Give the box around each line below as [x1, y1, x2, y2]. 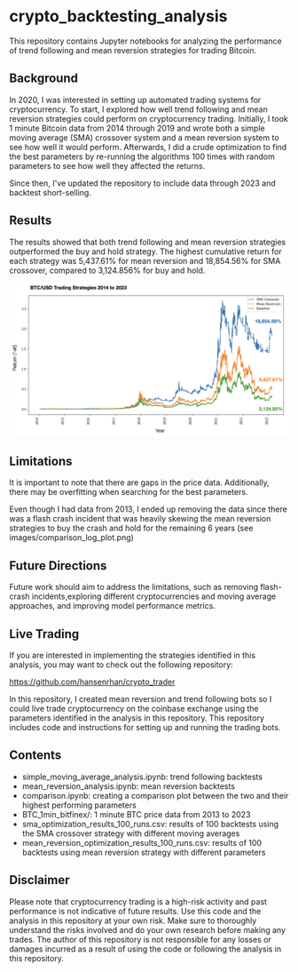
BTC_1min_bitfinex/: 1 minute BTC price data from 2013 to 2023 [21, 809, 251, 819]
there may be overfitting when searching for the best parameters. [9, 487, 248, 498]
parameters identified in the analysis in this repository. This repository [9, 713, 264, 723]
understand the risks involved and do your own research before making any [9, 924, 286, 935]
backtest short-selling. [9, 187, 91, 197]
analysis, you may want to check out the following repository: [9, 659, 233, 670]
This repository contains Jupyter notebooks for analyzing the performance [9, 36, 282, 46]
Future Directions [9, 558, 107, 573]
